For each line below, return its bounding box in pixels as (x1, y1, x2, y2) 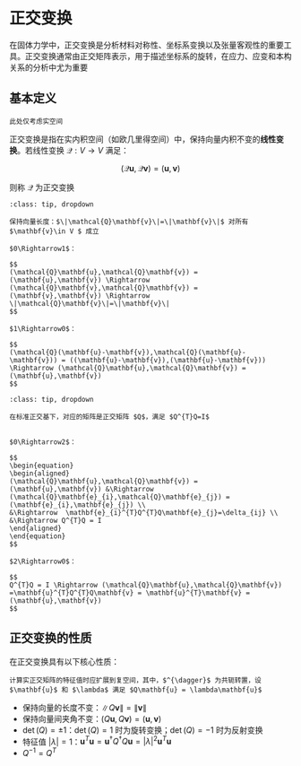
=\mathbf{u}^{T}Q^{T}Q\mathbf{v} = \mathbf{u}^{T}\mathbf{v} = (9, 588, 251, 597)
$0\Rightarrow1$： (9, 244, 77, 253)
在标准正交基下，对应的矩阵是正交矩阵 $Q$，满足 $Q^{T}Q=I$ (9, 412, 211, 422)
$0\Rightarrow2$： (9, 437, 77, 447)
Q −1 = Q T (21, 746, 56, 758)
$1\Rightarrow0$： (9, 324, 77, 333)
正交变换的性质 (9, 631, 92, 646)
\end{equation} (9, 531, 66, 541)
